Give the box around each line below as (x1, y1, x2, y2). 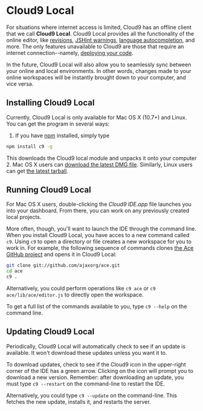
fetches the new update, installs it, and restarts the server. (6, 398, 151, 405)
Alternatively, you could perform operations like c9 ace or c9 (6, 285, 156, 292)
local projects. (6, 214, 42, 221)
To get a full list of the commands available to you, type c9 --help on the (6, 303, 187, 310)
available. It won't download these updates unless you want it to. (6, 349, 167, 356)
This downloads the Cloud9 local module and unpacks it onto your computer (6, 155, 197, 162)
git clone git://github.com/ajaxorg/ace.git (6, 263, 120, 269)
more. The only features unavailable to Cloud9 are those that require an (6, 43, 184, 50)
